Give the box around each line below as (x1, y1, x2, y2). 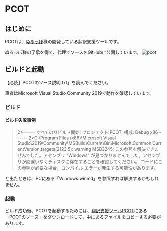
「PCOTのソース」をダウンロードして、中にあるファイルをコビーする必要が (5, 214, 161, 220)
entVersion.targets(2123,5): (17, 146, 74, 152)
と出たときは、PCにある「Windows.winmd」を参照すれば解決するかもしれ (5, 175, 159, 181)
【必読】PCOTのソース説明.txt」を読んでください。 (5, 79, 111, 85)
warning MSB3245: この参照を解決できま (74, 146, 159, 152)
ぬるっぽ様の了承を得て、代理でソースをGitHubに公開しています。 (5, 49, 141, 55)
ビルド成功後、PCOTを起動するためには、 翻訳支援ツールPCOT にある (5, 208, 147, 214)
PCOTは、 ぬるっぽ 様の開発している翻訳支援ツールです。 (5, 39, 122, 44)
